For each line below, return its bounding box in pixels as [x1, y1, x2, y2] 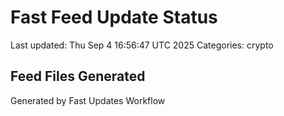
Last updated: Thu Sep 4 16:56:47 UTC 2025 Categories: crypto [10, 39, 274, 51]
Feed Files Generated [10, 68, 146, 85]
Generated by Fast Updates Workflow [10, 94, 166, 106]
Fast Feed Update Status [10, 6, 218, 29]
